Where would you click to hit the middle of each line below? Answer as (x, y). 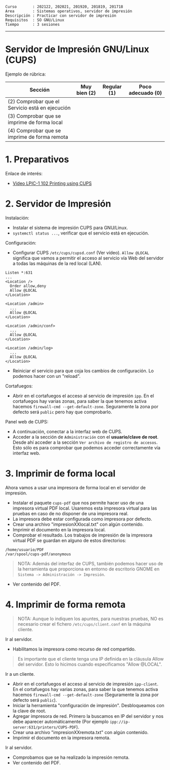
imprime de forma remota (38, 137)
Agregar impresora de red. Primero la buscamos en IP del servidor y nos (88, 716)
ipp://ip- (120, 722)
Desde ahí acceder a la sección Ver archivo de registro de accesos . (85, 442)
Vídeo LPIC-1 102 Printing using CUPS (52, 183)
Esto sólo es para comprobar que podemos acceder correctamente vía (87, 447)
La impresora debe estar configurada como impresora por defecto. (82, 519)
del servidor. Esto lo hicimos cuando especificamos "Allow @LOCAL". (90, 664)
